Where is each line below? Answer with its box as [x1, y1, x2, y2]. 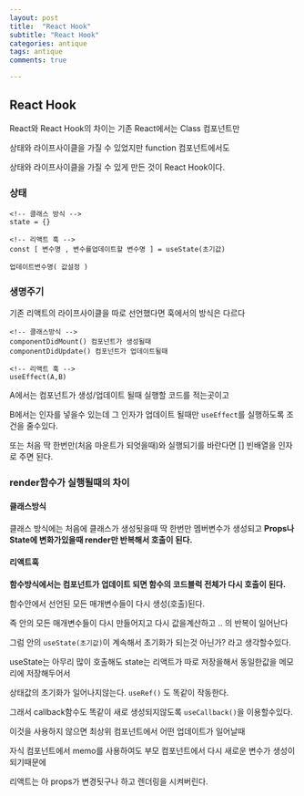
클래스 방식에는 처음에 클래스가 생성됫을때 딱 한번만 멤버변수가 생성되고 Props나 [9, 522, 295, 533]
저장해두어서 [25, 667, 71, 678]
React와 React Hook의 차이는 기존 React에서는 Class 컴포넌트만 [9, 122, 240, 133]
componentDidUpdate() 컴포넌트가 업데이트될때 [9, 347, 168, 357]
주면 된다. [18, 451, 54, 462]
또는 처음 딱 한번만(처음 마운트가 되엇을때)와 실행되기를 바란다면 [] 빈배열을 [9, 439, 277, 451]
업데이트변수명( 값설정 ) [9, 263, 89, 272]
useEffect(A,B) [9, 373, 67, 382]
